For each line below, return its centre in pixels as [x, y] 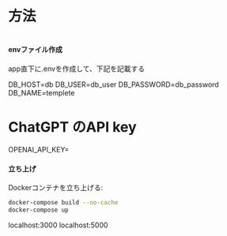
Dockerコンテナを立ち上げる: [56, 188]
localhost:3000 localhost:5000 [58, 225]
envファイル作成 [36, 50]
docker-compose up [38, 210]
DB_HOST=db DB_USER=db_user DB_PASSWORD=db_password [114, 84]
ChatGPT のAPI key [72, 127]
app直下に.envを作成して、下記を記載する [77, 69]
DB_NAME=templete [42, 92]
